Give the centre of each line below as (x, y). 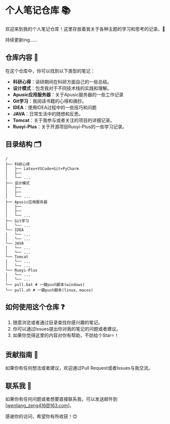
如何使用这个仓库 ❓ (35, 307)
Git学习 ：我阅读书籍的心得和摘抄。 (50, 101)
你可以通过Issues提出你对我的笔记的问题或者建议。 (67, 329)
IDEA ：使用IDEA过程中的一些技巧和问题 (55, 107)
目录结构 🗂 (24, 144)
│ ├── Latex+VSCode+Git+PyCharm (42, 169)
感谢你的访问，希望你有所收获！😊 (41, 416)
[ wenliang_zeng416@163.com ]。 (40, 405)
